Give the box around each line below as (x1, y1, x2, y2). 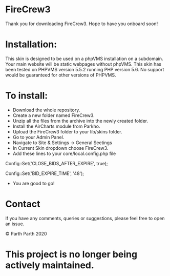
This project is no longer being (5, 248, 137, 260)
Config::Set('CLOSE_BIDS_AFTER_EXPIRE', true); (5, 160, 109, 166)
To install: (5, 90, 48, 102)
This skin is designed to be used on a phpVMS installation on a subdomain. (5, 55, 163, 62)
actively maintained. (5, 259, 95, 271)
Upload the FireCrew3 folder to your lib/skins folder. (12, 128, 123, 134)
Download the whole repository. (12, 107, 80, 113)
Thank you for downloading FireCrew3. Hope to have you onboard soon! (5, 21, 158, 27)
